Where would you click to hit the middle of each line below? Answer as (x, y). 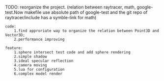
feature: (14, 48)
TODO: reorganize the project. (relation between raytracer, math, (70, 7)
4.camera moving (31, 65)
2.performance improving (39, 39)
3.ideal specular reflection (44, 61)
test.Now (14, 12)
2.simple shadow (31, 56)
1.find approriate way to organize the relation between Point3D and (87, 31)
